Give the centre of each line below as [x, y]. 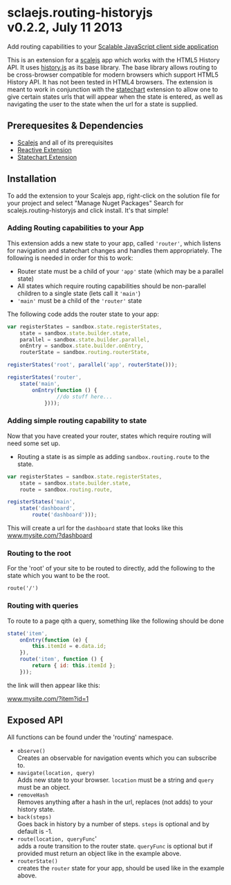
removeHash [33, 795]
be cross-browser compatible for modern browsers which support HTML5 [113, 75]
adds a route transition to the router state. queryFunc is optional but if [115, 846]
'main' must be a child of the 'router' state [80, 300]
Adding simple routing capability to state [77, 421]
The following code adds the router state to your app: [83, 314]
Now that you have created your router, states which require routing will [109, 436]
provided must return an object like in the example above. [99, 853]
